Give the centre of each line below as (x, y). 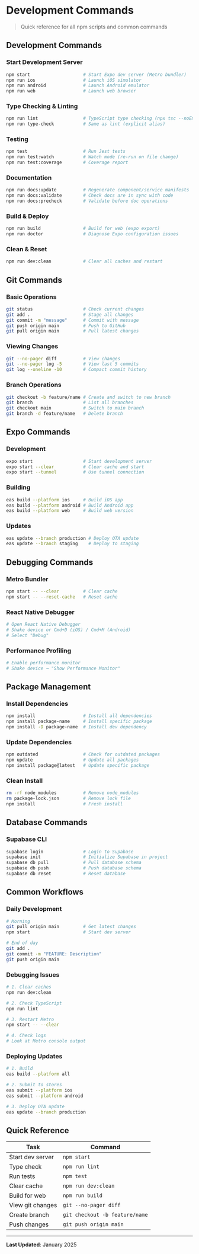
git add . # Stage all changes (70, 315)
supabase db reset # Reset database (66, 874)
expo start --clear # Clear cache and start (75, 467)
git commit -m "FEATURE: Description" (54, 954)
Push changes (29, 1224)
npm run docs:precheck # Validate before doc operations (87, 201)
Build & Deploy (28, 216)
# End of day (22, 943)
